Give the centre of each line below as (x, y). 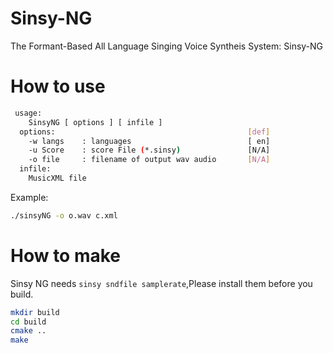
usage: (28, 113)
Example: (29, 197)
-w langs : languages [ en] (149, 141)
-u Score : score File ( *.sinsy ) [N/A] (149, 150)
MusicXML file (57, 178)
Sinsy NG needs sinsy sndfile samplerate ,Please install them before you (161, 283)
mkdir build (35, 312)
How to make (66, 255)
